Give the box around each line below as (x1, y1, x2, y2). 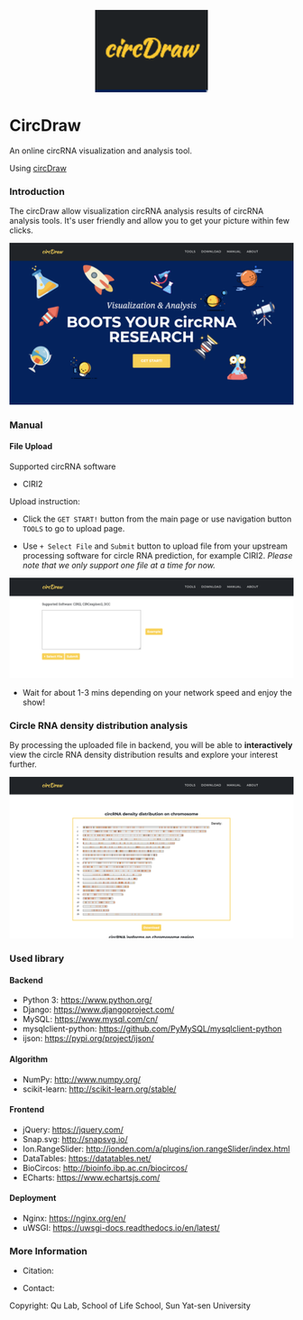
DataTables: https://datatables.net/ (22, 1152, 151, 1164)
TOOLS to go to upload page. (22, 522, 125, 533)
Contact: (22, 1283, 55, 1294)
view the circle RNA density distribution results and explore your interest (9, 750, 278, 761)
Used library (9, 953, 65, 965)
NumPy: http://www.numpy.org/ (22, 1074, 142, 1085)
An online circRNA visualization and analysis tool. (9, 145, 192, 156)
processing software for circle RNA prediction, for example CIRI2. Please (22, 549, 293, 560)
